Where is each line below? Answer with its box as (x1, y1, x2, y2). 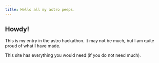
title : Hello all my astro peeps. (5, 7, 76, 12)
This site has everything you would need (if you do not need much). (5, 52, 141, 58)
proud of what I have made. (5, 43, 60, 49)
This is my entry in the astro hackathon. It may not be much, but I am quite (5, 38, 155, 44)
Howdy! (5, 25, 30, 33)
